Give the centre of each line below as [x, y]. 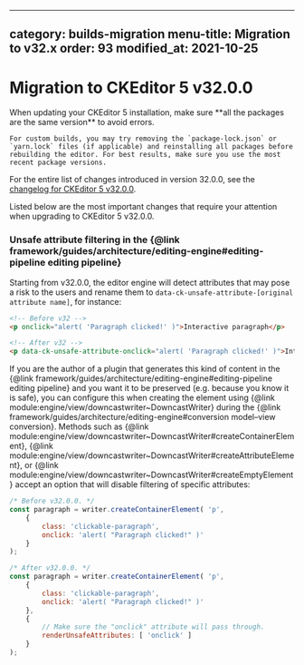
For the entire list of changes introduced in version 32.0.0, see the [132, 180]
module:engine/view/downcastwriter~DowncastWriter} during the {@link [145, 407]
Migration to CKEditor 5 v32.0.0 [131, 88]
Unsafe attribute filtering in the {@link [95, 240]
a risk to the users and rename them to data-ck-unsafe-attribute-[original [152, 292]
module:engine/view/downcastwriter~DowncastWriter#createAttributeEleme [152, 455]
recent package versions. [58, 163]
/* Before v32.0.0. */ [52, 501]
